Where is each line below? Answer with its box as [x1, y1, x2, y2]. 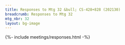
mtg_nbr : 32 [5, 16, 29, 21]
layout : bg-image [5, 21, 40, 26]
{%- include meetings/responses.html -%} [5, 34, 90, 40]
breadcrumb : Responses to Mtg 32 [5, 12, 73, 17]
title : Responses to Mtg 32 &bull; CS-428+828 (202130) [5, 7, 121, 12]
